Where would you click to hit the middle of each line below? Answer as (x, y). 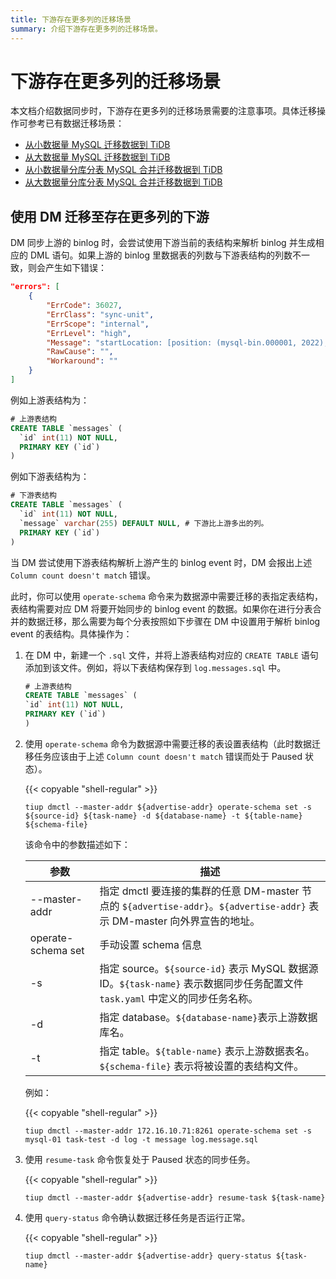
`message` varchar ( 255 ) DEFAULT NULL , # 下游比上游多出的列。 (144, 523)
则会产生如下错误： (67, 268)
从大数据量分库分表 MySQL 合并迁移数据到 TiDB (123, 182)
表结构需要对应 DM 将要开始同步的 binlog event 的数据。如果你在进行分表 (161, 608)
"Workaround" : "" (82, 361)
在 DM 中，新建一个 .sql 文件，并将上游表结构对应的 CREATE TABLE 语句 (171, 655)
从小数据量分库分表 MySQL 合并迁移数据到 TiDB (123, 170)
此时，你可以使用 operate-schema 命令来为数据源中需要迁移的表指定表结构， (167, 596)
